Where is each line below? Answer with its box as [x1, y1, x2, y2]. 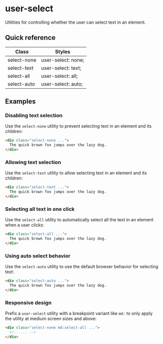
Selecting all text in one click [5, 206, 75, 212]
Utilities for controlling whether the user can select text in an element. [5, 19, 146, 25]
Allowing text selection [5, 159, 61, 166]
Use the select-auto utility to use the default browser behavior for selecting [5, 264, 159, 270]
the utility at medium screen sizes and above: [5, 316, 97, 322]
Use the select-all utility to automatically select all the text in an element [5, 217, 154, 223]
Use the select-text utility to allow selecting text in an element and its [5, 170, 147, 176]
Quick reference [5, 34, 56, 42]
